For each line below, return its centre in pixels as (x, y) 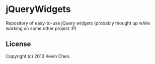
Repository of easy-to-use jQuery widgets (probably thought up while (78, 23)
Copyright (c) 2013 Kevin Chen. (38, 56)
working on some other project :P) (41, 28)
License (18, 44)
